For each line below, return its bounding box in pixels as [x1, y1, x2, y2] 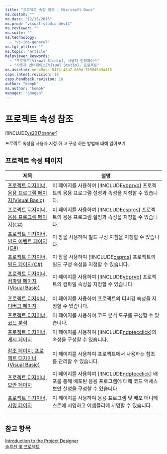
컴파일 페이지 [7, 278, 37, 285]
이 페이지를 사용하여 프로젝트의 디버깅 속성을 [52, 295, 151, 302]
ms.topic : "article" [5, 49, 48, 54]
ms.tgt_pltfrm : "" [5, 44, 43, 49]
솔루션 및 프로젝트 [5, 444, 40, 450]
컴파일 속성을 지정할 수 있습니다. [63, 281, 134, 288]
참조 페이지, [7, 348, 34, 355]
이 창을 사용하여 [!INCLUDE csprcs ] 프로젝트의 [52, 254, 156, 261]
